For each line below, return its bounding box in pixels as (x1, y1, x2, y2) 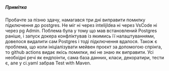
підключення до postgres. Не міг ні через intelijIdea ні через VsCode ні (5, 22, 157, 28)
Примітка (5, 4, 27, 10)
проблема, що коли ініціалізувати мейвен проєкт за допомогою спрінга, (5, 44, 162, 50)
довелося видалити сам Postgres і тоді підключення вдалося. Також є (5, 38, 157, 44)
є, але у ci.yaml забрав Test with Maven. (5, 60, 91, 66)
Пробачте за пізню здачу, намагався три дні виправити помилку (5, 17, 146, 23)
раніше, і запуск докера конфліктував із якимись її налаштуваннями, (5, 33, 155, 39)
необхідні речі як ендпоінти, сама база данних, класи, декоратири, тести (5, 54, 164, 60)
